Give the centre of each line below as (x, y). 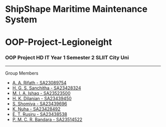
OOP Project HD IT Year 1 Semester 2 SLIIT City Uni (67, 58)
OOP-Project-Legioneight (59, 42)
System (21, 20)
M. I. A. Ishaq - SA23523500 (41, 93)
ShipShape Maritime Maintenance (76, 9)
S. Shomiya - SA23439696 (40, 104)
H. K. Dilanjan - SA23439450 (42, 98)
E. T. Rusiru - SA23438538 (40, 114)
